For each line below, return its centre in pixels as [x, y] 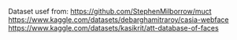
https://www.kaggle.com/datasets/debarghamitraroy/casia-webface [119, 20]
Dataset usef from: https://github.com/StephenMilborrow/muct [110, 11]
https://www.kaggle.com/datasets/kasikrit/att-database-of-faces [113, 28]
